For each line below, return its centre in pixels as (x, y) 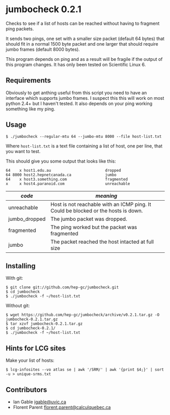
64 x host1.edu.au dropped (64, 170)
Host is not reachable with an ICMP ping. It (101, 204)
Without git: (18, 306)
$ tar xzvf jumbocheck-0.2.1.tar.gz (44, 324)
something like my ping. (31, 109)
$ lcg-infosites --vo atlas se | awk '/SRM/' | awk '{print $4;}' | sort (85, 370)
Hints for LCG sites (36, 348)
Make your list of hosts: (30, 360)
